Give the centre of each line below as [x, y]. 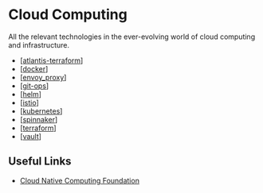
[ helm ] [31, 94]
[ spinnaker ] [39, 119]
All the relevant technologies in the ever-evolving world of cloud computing [132, 37]
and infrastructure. [39, 44]
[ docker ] [34, 68]
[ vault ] [31, 136]
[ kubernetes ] [41, 111]
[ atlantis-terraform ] [51, 60]
